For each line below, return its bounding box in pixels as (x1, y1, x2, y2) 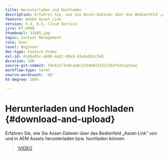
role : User (5, 40, 28, 45)
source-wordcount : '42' (5, 72, 55, 77)
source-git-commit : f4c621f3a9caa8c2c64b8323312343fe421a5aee (5, 63, 137, 68)
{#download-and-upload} (5, 113, 115, 125)
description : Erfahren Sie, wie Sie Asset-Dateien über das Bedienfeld (5, 12, 157, 17)
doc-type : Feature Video (5, 49, 57, 54)
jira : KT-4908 (5, 26, 35, 31)
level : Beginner (5, 44, 39, 49)
